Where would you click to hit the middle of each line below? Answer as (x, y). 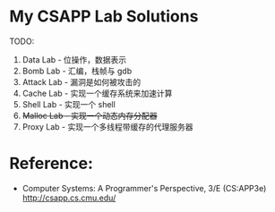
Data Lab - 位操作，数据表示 (74, 59)
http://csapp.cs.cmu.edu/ (69, 198)
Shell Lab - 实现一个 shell (69, 104)
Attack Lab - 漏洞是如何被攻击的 (82, 81)
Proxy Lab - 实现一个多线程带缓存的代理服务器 (107, 126)
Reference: (52, 164)
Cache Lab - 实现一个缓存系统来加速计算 (97, 93)
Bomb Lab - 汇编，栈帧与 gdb (77, 71)
